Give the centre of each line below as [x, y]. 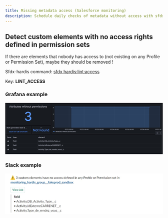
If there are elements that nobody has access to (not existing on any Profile [82, 57]
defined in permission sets [47, 44]
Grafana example [26, 94]
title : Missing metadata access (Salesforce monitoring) [66, 11]
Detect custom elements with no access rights [79, 37]
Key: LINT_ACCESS [25, 81]
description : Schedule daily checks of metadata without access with [79, 16]
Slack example [23, 165]
